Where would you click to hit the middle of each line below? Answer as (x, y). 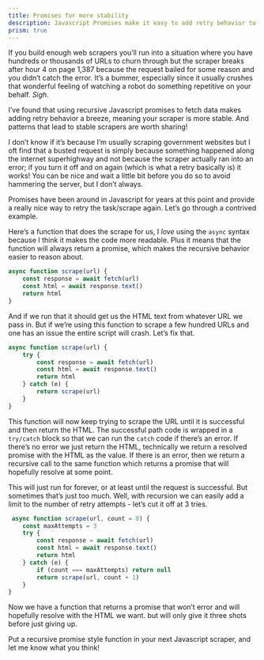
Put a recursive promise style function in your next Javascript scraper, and (130, 639)
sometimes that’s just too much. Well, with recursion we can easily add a (126, 495)
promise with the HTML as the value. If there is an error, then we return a (126, 455)
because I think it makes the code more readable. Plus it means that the (124, 240)
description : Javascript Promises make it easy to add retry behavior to (132, 23)
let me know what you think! (54, 648)
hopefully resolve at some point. (60, 472)
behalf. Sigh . (28, 95)
